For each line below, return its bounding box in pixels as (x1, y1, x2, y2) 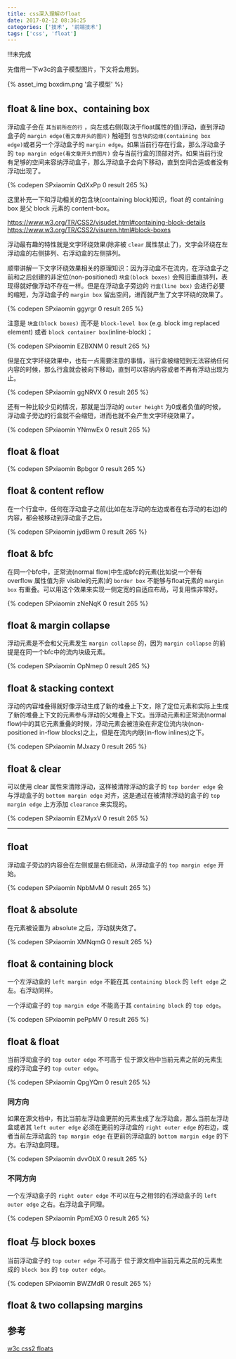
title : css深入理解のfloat (7, 10, 81, 18)
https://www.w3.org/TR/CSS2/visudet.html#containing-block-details (7, 218, 206, 227)
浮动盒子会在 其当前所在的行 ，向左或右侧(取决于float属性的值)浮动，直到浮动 (7, 123, 225, 131)
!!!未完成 (7, 50, 32, 58)
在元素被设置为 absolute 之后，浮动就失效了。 (7, 923, 140, 932)
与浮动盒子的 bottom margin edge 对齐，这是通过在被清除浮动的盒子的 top (7, 791, 221, 799)
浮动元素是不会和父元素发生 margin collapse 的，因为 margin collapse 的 (7, 639, 220, 648)
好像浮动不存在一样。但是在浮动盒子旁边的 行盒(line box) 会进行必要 (25, 282, 225, 290)
